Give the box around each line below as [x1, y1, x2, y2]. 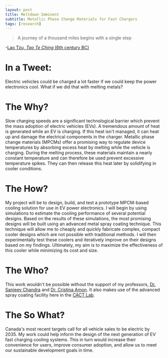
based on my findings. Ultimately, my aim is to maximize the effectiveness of [5, 242, 163, 248]
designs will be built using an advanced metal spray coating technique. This [5, 221, 161, 227]
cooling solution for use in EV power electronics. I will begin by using [5, 205, 147, 211]
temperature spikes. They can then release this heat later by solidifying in [5, 160, 156, 166]
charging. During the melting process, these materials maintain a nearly [5, 150, 152, 156]
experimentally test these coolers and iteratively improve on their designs [5, 237, 156, 243]
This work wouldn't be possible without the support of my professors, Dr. [5, 282, 156, 287]
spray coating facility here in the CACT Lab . [5, 292, 95, 298]
